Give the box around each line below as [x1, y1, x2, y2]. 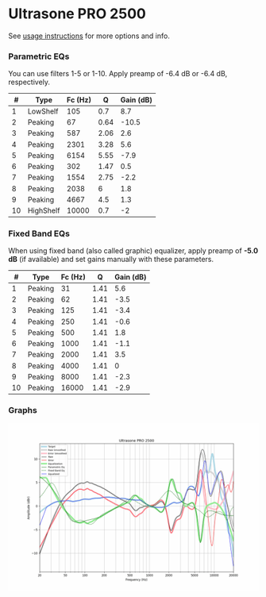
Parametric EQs [8, 51, 70, 62]
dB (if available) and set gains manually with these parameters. [8, 255, 214, 264]
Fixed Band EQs [8, 228, 70, 239]
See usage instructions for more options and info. [8, 31, 171, 40]
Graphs [8, 405, 37, 416]
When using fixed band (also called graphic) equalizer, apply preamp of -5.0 [8, 246, 259, 256]
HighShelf [27, 206, 60, 215]
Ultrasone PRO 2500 [8, 5, 147, 23]
